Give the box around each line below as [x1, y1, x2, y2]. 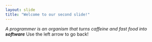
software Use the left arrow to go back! [5, 31, 89, 37]
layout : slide [5, 7, 36, 12]
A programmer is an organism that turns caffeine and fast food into [5, 25, 147, 31]
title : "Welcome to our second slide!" [5, 12, 90, 17]
